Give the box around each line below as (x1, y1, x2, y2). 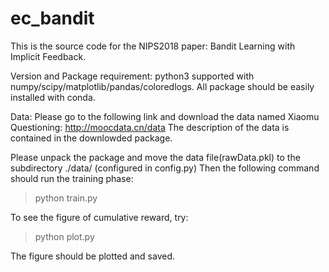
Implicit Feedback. (10, 50, 87, 62)
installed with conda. (10, 91, 96, 103)
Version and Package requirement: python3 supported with (10, 70, 255, 82)
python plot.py (34, 230, 95, 242)
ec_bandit (10, 7, 95, 30)
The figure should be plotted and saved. (10, 250, 176, 262)
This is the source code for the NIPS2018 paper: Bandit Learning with (10, 40, 296, 52)
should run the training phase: (10, 172, 134, 184)
